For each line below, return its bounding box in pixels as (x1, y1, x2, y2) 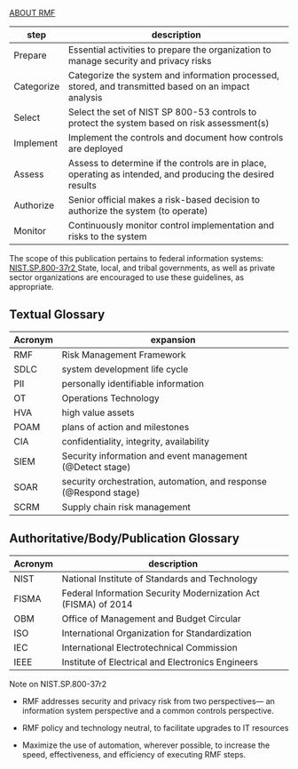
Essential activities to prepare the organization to (67, 44, 272, 56)
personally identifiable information (61, 377, 205, 389)
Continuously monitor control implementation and (67, 220, 275, 231)
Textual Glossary (9, 307, 106, 323)
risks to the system (67, 230, 148, 243)
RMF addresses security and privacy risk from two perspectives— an (21, 695, 275, 706)
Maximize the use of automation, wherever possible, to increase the (21, 740, 271, 750)
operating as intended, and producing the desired (67, 168, 275, 180)
